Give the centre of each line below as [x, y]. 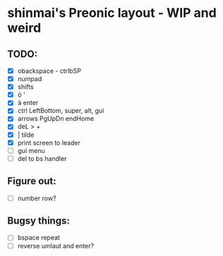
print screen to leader [49, 142]
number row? [37, 198]
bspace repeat [38, 238]
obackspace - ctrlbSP [49, 71]
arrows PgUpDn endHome [56, 118]
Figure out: [32, 181]
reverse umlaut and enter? [55, 245]
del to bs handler [42, 158]
